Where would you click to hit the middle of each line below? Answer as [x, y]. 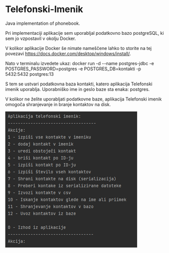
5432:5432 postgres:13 [30, 74]
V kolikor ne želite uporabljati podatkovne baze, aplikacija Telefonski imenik [83, 99]
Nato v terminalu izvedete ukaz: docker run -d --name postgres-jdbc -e [80, 63]
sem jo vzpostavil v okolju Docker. [41, 38]
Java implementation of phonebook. [43, 23]
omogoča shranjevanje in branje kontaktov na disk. [58, 104]
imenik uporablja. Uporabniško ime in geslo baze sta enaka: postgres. [77, 89]
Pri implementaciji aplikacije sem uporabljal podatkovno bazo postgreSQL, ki [84, 33]
